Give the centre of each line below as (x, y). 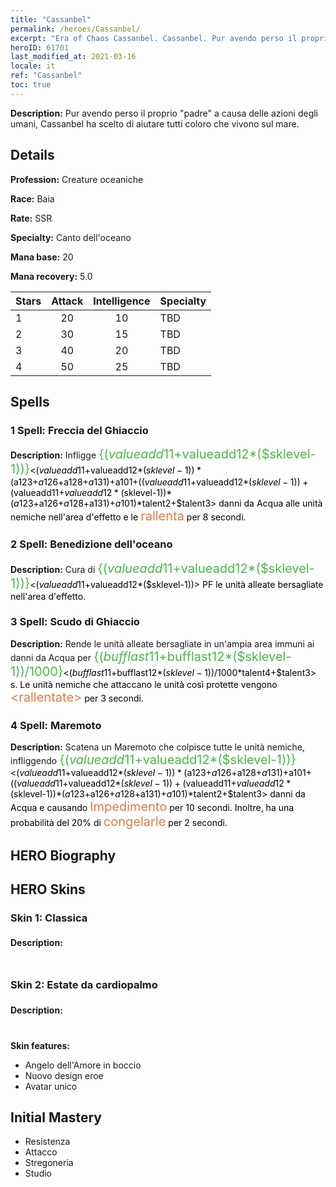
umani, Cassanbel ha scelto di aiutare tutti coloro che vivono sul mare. (155, 123)
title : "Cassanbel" (51, 19)
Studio (38, 1173)
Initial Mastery (56, 1117)
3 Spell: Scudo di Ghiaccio (75, 622)
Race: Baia (32, 198)
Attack (67, 301)
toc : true (31, 85)
